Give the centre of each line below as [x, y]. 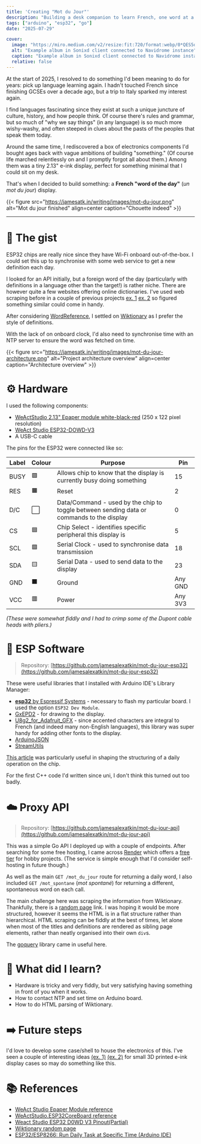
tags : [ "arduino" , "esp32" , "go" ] [49, 23]
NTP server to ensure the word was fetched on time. [71, 340]
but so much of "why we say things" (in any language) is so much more [94, 122]
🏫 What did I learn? [54, 969]
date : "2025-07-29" [31, 28]
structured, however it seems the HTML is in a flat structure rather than [94, 914]
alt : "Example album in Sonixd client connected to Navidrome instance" [104, 51]
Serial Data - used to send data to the [110, 561]
